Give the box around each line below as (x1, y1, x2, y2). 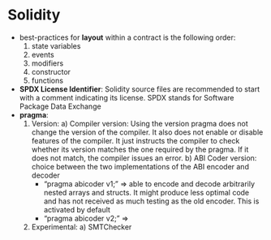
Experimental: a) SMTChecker (31, 221, 132, 232)
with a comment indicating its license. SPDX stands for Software (19, 92, 234, 102)
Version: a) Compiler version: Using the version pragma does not (31, 118, 248, 128)
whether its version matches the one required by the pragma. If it (31, 144, 249, 154)
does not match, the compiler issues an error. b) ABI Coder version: (31, 152, 257, 163)
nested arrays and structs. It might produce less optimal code (43, 187, 250, 197)
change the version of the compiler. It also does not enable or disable (31, 127, 264, 137)
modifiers (31, 58, 64, 68)
